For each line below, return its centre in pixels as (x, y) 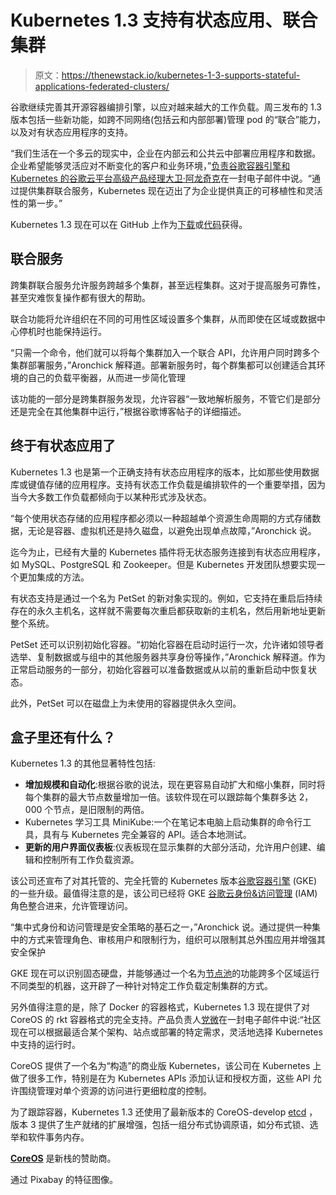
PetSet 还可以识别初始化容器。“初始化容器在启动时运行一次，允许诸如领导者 (167, 644)
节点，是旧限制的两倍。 (101, 810)
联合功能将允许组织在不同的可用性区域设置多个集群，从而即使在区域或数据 (163, 318)
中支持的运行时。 (45, 1045)
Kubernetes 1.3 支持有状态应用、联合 (164, 20)
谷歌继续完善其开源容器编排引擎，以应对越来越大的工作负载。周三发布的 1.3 (166, 107)
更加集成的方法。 (54, 577)
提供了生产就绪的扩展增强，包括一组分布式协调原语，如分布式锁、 (174, 1125)
